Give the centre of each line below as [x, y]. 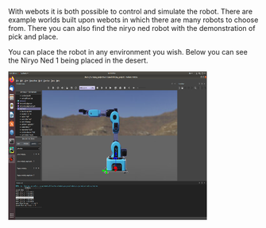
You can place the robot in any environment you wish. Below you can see [128, 52]
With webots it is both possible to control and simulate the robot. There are [130, 11]
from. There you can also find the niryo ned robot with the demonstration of [132, 28]
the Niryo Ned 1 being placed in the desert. [78, 60]
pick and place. [33, 36]
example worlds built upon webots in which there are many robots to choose [133, 20]
